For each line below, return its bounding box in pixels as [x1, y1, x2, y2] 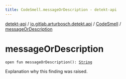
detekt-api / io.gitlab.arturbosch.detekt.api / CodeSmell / [5, 21, 122, 27]
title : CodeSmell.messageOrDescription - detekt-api [5, 7, 117, 12]
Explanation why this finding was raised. [5, 68, 88, 74]
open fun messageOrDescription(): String [5, 60, 93, 65]
